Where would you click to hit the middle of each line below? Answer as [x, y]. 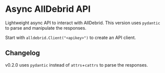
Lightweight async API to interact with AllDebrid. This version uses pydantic [83, 23]
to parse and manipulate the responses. [46, 28]
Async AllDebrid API [48, 9]
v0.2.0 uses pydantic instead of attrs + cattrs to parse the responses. [77, 65]
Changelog [23, 53]
